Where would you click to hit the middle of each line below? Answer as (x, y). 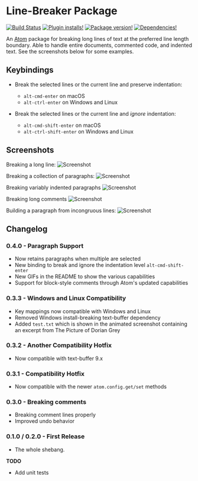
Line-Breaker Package (62, 11)
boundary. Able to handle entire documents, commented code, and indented (99, 45)
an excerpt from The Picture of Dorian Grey (67, 330)
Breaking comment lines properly (55, 415)
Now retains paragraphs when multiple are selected (77, 259)
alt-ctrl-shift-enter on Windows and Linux (79, 131)
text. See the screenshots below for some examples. (70, 51)
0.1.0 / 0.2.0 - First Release (46, 437)
